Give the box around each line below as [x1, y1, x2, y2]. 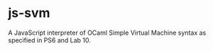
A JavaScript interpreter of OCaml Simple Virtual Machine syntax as [8, 28, 207, 37]
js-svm [8, 5, 50, 21]
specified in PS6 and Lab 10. [8, 35, 92, 44]
